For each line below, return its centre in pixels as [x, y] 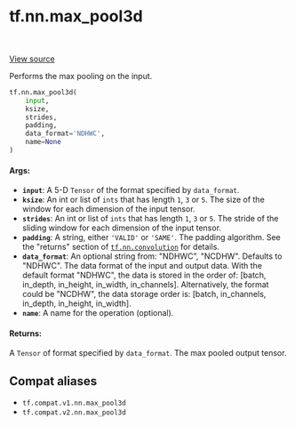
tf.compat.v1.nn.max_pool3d [74, 403]
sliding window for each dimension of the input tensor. [122, 228]
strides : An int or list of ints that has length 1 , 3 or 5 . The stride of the [150, 219]
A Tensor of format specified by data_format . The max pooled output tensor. [148, 353]
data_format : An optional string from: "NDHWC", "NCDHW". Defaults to [152, 256]
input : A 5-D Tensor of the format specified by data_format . [131, 190]
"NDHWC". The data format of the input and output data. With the [142, 266]
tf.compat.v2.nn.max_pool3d [74, 413]
